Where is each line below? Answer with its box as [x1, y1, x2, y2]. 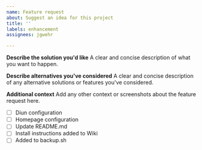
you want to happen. [6, 61, 58, 68]
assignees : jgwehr [6, 32, 53, 38]
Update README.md [15, 123, 67, 130]
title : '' [6, 20, 32, 26]
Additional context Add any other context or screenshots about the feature [6, 91, 196, 98]
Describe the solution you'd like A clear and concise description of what [6, 54, 191, 61]
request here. [6, 97, 40, 105]
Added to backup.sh [15, 137, 67, 144]
